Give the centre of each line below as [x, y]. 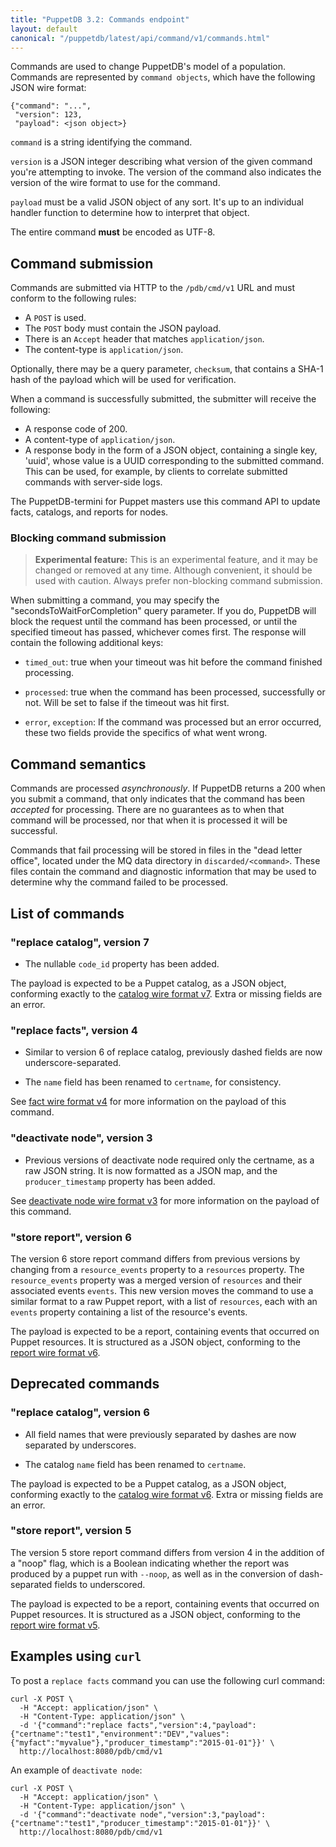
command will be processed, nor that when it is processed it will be [149, 820]
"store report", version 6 [71, 1237]
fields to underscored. [100, 1584]
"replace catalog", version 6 [80, 1413]
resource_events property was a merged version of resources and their [156, 1280]
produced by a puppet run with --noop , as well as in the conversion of [153, 1573]
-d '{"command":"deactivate [78, 1814]
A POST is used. [55, 318]
